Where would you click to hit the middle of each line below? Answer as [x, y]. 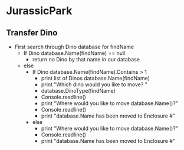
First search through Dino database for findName [74, 47]
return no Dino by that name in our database [86, 59]
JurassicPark [39, 11]
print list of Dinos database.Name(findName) [96, 78]
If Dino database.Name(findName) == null [74, 53]
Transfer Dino [32, 33]
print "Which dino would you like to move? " [94, 84]
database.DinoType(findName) [78, 91]
